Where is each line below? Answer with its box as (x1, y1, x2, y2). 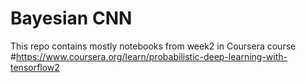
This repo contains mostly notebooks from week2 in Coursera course (10, 40, 297, 52)
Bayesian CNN (10, 7, 133, 30)
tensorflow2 (10, 61, 60, 73)
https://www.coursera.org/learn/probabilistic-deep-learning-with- (15, 50, 288, 62)
